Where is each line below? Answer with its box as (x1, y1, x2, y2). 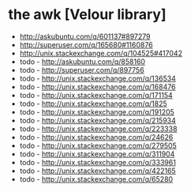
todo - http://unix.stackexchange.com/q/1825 (19, 99, 167, 108)
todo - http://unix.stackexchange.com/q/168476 (19, 81, 176, 92)
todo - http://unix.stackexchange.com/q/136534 (19, 73, 176, 83)
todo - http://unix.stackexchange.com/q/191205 (19, 107, 175, 116)
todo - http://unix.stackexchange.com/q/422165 (19, 166, 176, 175)
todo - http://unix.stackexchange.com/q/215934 (19, 115, 176, 125)
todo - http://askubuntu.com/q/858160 (19, 57, 146, 66)
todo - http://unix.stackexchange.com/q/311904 (19, 149, 175, 159)
